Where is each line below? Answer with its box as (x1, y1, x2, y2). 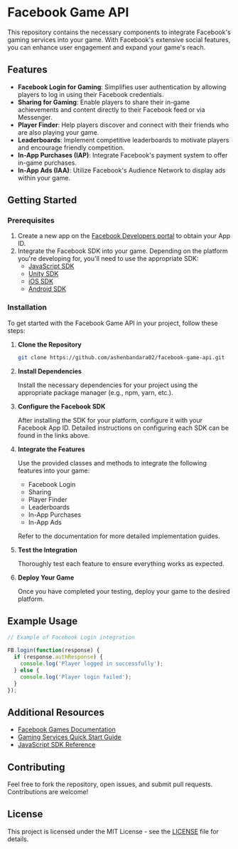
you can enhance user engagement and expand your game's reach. (7, 43, 206, 51)
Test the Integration (17, 545, 77, 554)
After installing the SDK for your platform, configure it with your (17, 416, 203, 424)
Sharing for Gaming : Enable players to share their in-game (17, 98, 190, 106)
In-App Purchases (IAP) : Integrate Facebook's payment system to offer (17, 150, 228, 159)
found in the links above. (17, 431, 90, 439)
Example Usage (7, 615, 78, 627)
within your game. (17, 173, 71, 182)
